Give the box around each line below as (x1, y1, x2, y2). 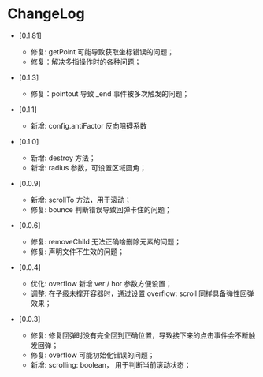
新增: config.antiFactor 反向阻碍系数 (30, 121, 147, 130)
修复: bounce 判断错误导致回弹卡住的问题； (30, 204, 172, 214)
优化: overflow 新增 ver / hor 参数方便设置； (30, 278, 172, 288)
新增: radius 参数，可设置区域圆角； (30, 162, 147, 172)
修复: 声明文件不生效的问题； (30, 246, 125, 256)
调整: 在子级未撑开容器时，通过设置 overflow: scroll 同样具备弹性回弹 (30, 289, 254, 298)
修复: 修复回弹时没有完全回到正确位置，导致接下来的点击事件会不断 (30, 330, 249, 340)
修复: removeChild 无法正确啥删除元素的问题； (30, 237, 182, 246)
